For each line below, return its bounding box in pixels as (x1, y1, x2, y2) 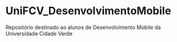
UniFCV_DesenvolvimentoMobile (5, 4, 172, 18)
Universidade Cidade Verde (5, 30, 73, 37)
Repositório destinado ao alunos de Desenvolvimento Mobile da (5, 24, 161, 31)
